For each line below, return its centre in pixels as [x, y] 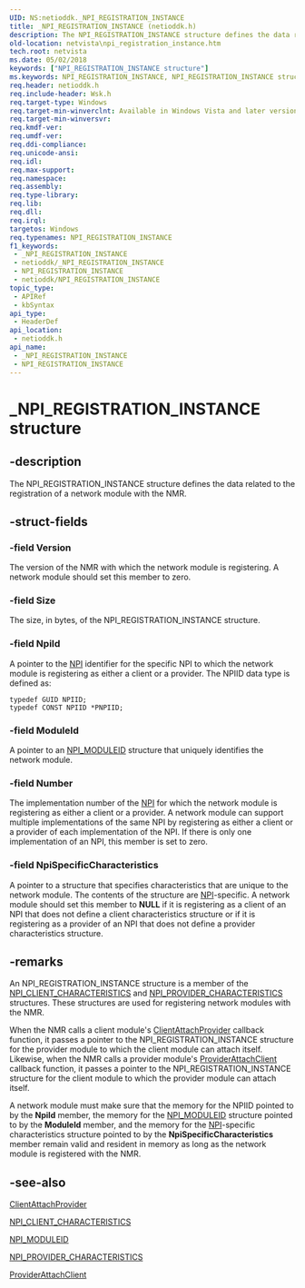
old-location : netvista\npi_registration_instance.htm [115, 43]
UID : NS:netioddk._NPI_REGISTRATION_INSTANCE [97, 18]
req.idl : [26, 161]
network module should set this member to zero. [100, 577]
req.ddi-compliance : [49, 144]
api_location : [36, 331]
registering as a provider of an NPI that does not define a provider [133, 924]
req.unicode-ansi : [44, 153]
